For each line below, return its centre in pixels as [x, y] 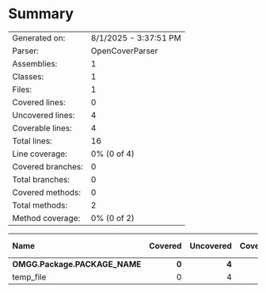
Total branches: [41, 179]
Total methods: [40, 205]
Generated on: [39, 38]
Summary [41, 14]
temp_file [29, 276]
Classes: [28, 76]
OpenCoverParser [124, 51]
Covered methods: [47, 192]
